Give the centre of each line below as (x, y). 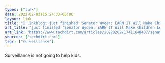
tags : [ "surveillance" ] (29, 42)
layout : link (18, 19)
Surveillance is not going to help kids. (43, 55)
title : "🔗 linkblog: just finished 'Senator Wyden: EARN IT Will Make (79, 23)
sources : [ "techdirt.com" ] (33, 37)
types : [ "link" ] (22, 10)
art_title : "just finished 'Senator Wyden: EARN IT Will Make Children (80, 28)
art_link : (15, 32)
